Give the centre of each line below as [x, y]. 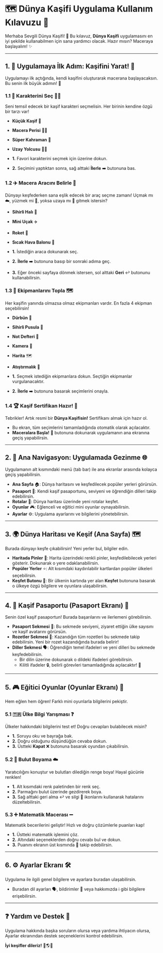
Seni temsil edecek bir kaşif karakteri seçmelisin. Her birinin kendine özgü [79, 106]
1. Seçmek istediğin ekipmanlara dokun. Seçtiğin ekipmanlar [72, 376]
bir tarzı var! [17, 112]
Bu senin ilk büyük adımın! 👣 [33, 83]
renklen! [13, 777]
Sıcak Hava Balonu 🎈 [33, 242]
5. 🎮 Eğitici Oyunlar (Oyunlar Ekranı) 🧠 [65, 687]
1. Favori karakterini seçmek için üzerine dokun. [60, 159]
